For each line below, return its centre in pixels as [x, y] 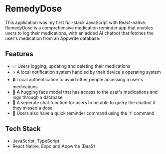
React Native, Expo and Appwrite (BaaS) [54, 146]
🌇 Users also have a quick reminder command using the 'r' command [83, 113]
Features [19, 54]
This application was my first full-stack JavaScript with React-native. [76, 22]
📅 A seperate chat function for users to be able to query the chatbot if [84, 102]
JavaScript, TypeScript [36, 141]
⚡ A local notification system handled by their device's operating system [86, 72]
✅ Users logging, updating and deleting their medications [71, 66]
